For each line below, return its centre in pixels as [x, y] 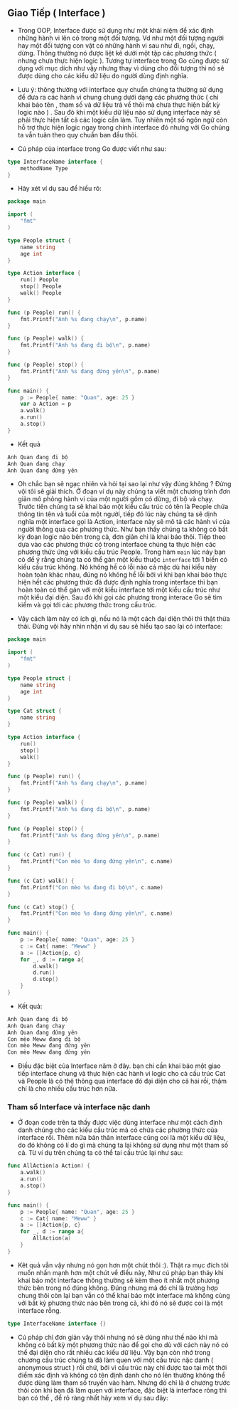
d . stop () [46, 980]
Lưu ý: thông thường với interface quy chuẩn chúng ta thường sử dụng [120, 89]
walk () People [41, 293]
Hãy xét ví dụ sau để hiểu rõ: [59, 189]
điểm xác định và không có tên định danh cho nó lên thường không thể [121, 1375]
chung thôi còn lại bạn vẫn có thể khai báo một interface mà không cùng [124, 1295]
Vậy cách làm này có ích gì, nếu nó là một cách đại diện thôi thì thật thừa [124, 619]
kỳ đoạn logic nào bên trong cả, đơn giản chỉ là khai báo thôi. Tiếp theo [121, 537]
